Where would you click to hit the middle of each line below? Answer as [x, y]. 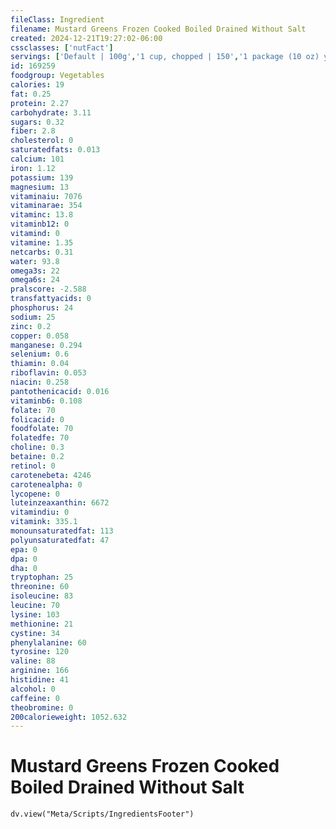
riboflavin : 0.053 [48, 373]
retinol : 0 [33, 466]
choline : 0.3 [37, 447]
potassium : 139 [42, 177]
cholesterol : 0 [42, 141]
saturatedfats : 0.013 [55, 150]
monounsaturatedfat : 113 [62, 531]
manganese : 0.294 [46, 345]
